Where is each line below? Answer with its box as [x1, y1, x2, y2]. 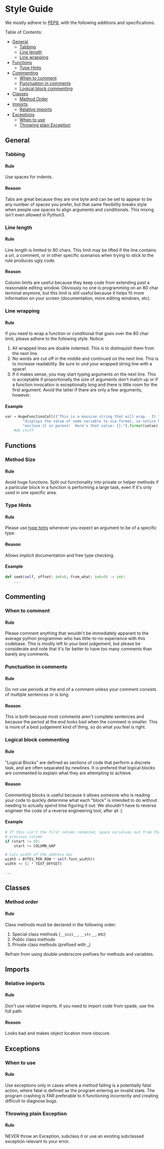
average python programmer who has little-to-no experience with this [5, 636, 145, 641]
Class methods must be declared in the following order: [5, 921, 117, 927]
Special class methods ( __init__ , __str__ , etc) [12, 931, 106, 937]
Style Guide [5, 3, 54, 15]
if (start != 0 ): [5, 839, 41, 844]
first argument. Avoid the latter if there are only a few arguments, [12, 387, 143, 393]
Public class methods [12, 936, 55, 942]
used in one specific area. [5, 489, 57, 496]
